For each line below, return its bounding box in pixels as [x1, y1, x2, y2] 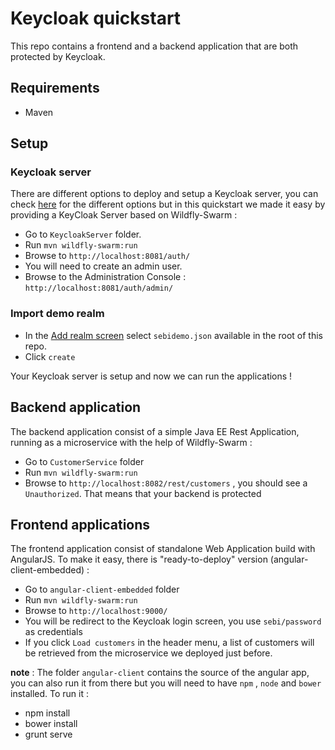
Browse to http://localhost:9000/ [24, 605, 168, 617]
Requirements [10, 80, 100, 97]
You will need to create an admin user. [24, 260, 183, 272]
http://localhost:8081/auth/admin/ [24, 283, 174, 294]
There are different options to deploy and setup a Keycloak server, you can [10, 188, 319, 200]
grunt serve [24, 728, 73, 741]
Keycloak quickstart [10, 7, 182, 30]
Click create [24, 350, 76, 362]
